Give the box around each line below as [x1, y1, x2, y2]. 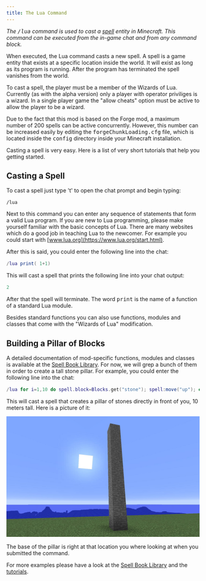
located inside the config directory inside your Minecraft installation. [6, 135, 182, 142]
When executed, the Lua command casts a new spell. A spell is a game [6, 52, 186, 59]
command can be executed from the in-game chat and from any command [6, 34, 197, 41]
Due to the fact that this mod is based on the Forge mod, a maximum [6, 115, 180, 122]
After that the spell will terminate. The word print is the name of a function [6, 296, 197, 303]
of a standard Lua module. [6, 302, 73, 309]
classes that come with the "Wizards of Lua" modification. [6, 320, 153, 328]
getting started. [6, 153, 45, 160]
